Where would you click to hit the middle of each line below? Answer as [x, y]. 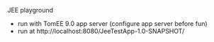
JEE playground [30, 10]
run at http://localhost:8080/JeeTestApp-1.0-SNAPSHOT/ [101, 31]
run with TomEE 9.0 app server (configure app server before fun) [112, 23]
